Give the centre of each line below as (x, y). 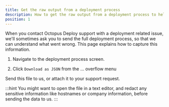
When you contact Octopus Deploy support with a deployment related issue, (84, 34)
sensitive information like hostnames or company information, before (76, 94)
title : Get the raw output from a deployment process (63, 10)
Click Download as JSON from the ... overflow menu (64, 69)
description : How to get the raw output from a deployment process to (81, 15)
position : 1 (18, 19)
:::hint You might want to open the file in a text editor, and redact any (76, 88)
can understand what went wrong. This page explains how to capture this (81, 44)
